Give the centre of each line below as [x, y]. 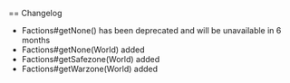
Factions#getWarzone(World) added [90, 69]
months [36, 40]
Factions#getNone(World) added [83, 50]
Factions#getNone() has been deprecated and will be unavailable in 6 [151, 30]
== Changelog [35, 13]
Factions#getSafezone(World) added [91, 59]
